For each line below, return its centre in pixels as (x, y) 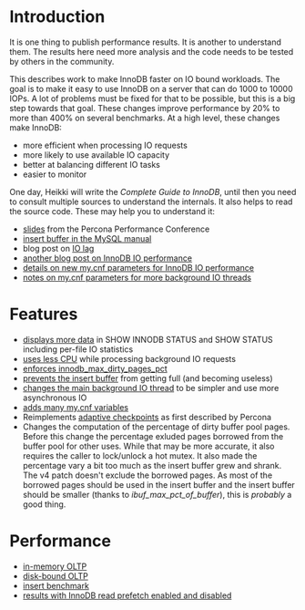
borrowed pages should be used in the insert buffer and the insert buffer (159, 484)
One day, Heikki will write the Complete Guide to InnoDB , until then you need (153, 191)
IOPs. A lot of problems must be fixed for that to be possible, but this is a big (152, 98)
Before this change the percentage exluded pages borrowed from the (153, 436)
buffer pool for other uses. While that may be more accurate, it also (148, 446)
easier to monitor (55, 174)
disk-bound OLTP (55, 575)
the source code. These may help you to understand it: (112, 211)
